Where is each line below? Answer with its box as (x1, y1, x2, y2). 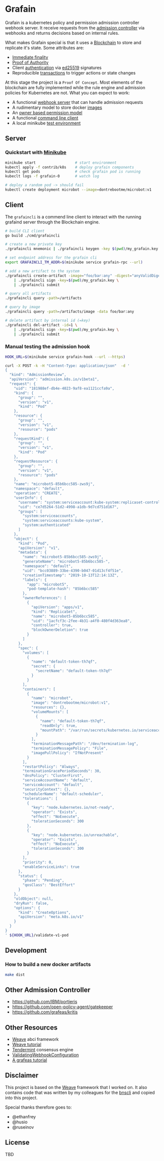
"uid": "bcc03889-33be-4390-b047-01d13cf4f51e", (22, 568, 123, 573)
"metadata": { (18, 550, 47, 555)
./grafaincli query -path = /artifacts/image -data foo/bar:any (5, 309, 134, 314)
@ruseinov (12, 1124, 34, 1130)
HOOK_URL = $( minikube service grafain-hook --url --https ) (5, 354, 125, 359)
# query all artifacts (5, 291, 51, 296)
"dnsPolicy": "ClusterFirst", (22, 773, 84, 778)
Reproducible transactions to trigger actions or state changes (12, 70, 136, 75)
